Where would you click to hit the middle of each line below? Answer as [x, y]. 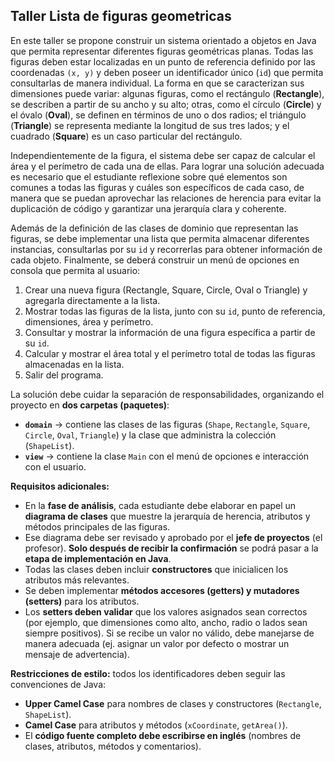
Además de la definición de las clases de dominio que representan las [154, 228]
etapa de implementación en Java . [98, 558]
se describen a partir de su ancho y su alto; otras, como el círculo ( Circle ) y [166, 104]
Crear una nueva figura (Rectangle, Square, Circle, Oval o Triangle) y [166, 290]
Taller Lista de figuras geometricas [121, 16]
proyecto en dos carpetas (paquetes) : [90, 405]
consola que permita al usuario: [75, 270]
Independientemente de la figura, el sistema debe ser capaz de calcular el [163, 155]
